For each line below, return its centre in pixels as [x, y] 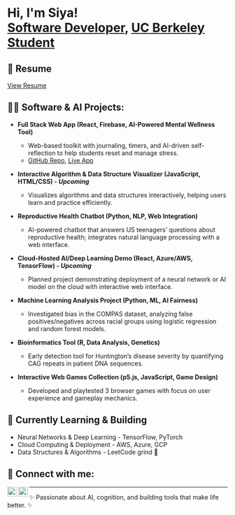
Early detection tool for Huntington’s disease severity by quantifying [126, 356]
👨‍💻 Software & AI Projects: [66, 108]
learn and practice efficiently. [70, 202]
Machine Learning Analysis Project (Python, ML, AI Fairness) [107, 300]
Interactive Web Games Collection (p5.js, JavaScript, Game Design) [117, 377]
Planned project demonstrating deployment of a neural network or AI [127, 279]
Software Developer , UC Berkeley [106, 28]
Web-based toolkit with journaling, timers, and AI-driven [109, 145]
